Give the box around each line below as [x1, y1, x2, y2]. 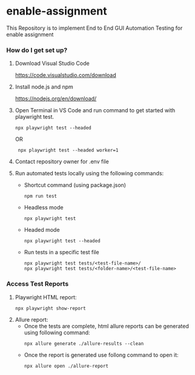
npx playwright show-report [15, 305, 86, 311]
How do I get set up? [6, 46, 68, 54]
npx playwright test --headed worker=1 [18, 147, 119, 154]
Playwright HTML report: [15, 293, 77, 301]
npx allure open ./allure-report [24, 363, 109, 369]
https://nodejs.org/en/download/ [15, 95, 97, 103]
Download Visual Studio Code [15, 59, 90, 67]
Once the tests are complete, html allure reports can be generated [24, 322, 190, 329]
